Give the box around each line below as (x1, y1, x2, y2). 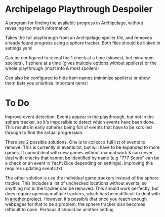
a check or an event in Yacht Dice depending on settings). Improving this (5, 160, 153, 166)
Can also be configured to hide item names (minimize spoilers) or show (5, 75, 150, 81)
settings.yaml (5, 45, 33, 51)
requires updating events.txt (5, 165, 63, 171)
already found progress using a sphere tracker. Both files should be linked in (5, 40, 161, 45)
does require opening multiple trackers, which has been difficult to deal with (5, 190, 160, 196)
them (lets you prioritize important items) (5, 80, 88, 86)
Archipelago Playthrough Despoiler (5, 3, 153, 15)
